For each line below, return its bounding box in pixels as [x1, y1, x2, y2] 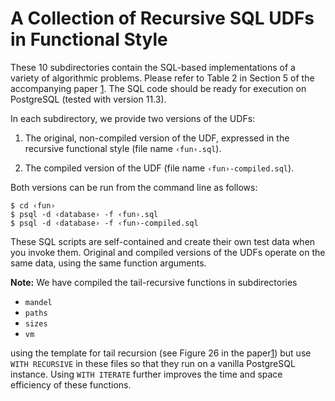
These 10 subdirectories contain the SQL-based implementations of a [10, 61, 296, 73]
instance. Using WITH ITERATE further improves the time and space [10, 368, 283, 380]
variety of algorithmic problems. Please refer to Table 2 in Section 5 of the [10, 72, 315, 84]
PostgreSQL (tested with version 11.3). [10, 93, 167, 105]
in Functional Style [10, 28, 168, 51]
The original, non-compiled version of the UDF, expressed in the [24, 132, 290, 144]
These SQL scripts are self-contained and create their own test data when [10, 235, 316, 247]
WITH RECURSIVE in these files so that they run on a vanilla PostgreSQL [10, 357, 296, 369]
